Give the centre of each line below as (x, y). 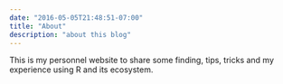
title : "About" (38, 26)
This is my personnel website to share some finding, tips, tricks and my (141, 61)
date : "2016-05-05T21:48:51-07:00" (76, 18)
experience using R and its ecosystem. (81, 70)
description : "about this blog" (70, 34)
